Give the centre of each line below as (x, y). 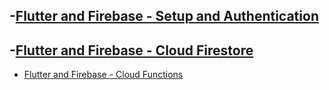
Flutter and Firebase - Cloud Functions (103, 75)
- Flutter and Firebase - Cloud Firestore (131, 50)
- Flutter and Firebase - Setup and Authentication (164, 16)
